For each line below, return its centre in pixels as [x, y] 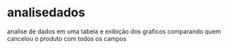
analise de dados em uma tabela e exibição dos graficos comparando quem [114, 31]
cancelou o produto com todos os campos [67, 38]
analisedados [46, 13]
